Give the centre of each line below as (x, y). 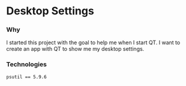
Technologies (26, 64)
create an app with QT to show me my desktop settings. (75, 49)
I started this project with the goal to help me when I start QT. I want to (93, 42)
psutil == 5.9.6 (26, 77)
